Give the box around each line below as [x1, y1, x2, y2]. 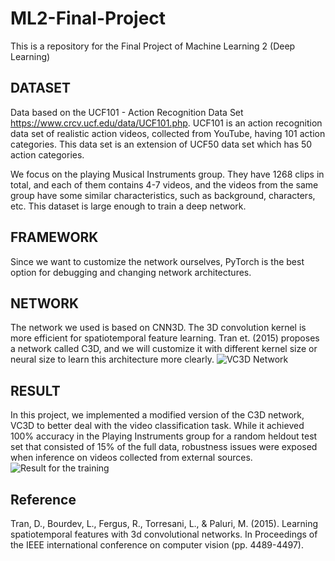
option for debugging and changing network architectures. [10, 266, 252, 278]
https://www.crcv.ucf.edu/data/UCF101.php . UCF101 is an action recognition [10, 117, 323, 129]
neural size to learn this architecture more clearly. [10, 353, 215, 366]
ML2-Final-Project [10, 7, 167, 30]
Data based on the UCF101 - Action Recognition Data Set [10, 106, 244, 118]
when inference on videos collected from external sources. [10, 452, 253, 464]
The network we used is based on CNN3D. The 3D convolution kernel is [10, 322, 307, 334]
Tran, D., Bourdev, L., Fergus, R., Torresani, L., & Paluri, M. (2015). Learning [10, 518, 319, 529]
